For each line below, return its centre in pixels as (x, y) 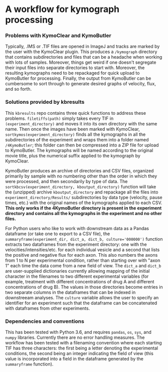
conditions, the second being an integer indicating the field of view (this (79, 353)
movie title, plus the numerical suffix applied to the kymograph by (73, 155)
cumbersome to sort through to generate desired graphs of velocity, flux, (81, 84)
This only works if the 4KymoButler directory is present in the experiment (83, 208)
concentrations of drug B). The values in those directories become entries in (84, 287)
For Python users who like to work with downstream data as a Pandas (77, 228)
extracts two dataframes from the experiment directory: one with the (76, 244)
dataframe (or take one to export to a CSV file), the (58, 234)
